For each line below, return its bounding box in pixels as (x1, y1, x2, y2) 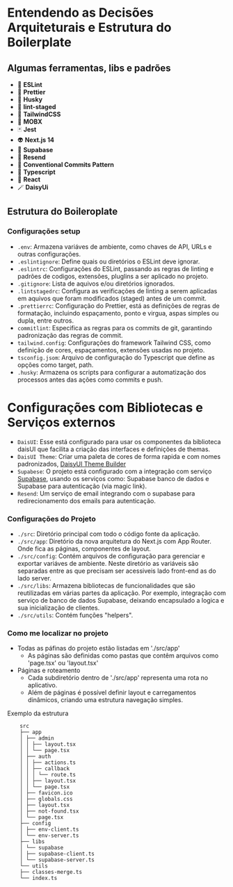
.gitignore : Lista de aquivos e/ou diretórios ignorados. (17, 279, 175, 288)
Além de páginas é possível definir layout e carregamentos (27, 688, 197, 697)
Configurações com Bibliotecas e (7, 400, 203, 415)
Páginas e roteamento (17, 666, 81, 675)
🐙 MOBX (17, 117, 43, 126)
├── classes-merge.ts (19, 869, 82, 876)
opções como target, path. (17, 360, 94, 369)
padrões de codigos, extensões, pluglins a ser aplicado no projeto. (17, 272, 209, 280)
